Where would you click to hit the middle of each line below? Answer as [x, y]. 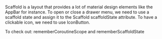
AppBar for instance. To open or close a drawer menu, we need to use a [77, 12]
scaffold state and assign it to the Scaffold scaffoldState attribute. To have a [81, 17]
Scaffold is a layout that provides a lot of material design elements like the [79, 7]
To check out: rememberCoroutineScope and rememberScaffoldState [75, 32]
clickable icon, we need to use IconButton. [47, 22]
